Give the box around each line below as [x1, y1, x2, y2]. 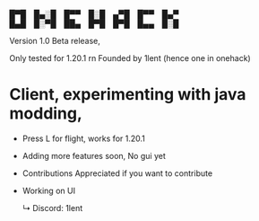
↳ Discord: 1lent [22, 202, 83, 213]
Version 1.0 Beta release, [9, 36, 101, 46]
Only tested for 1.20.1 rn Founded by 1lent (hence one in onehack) [9, 53, 251, 63]
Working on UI [22, 185, 76, 196]
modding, [9, 103, 83, 124]
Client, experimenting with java [9, 84, 246, 105]
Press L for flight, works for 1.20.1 [22, 133, 145, 144]
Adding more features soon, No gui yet [22, 150, 166, 161]
